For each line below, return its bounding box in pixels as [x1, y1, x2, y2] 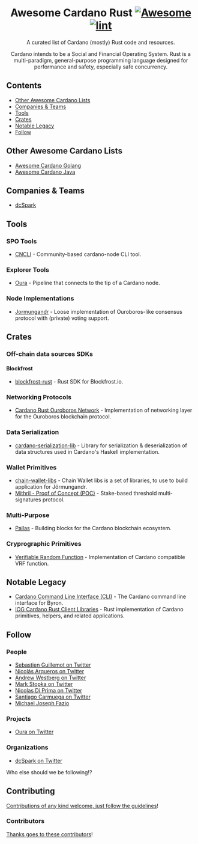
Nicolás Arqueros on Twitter [14, 668, 85, 675]
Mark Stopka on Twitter [14, 680, 73, 688]
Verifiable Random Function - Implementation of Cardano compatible [14, 553, 185, 560]
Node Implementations [6, 295, 74, 303]
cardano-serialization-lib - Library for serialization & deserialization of [14, 442, 187, 449]
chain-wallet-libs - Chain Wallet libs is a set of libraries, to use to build [14, 477, 188, 484]
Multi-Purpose [6, 511, 50, 519]
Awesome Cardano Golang [14, 162, 82, 169]
